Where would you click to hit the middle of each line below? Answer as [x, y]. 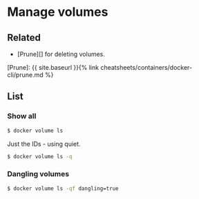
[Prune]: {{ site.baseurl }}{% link [53, 67]
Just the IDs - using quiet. [44, 144]
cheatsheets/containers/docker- [146, 67]
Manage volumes [58, 12]
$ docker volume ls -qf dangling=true [63, 188]
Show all [22, 116]
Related [24, 38]
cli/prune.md [25, 75]
